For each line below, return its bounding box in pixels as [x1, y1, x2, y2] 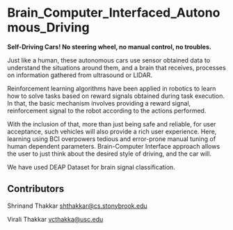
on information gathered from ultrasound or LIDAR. [7, 71, 153, 79]
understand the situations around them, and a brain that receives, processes [7, 63, 226, 72]
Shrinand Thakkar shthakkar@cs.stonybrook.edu [7, 202, 147, 210]
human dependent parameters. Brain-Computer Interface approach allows [7, 142, 220, 150]
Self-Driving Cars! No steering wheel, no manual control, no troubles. [7, 42, 212, 51]
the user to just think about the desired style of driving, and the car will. [7, 149, 212, 158]
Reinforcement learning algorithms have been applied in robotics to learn [7, 84, 216, 92]
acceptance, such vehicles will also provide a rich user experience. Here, [7, 127, 217, 135]
